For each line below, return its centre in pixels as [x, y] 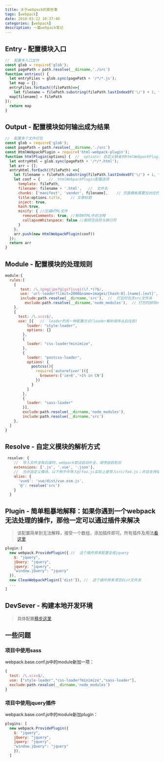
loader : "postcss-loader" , [54, 358]
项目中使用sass [23, 650]
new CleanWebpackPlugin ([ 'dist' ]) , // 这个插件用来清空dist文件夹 [75, 580]
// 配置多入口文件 [22, 60]
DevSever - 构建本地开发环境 [49, 606]
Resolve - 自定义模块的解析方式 [53, 446]
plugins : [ [16, 724]
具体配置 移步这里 [34, 618]
